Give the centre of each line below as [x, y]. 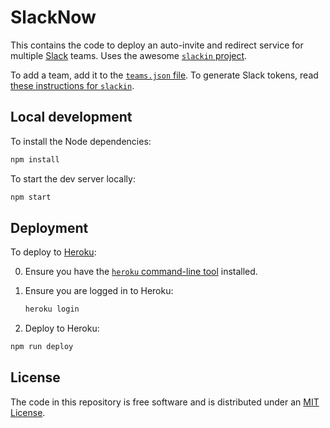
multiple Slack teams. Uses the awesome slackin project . [129, 55]
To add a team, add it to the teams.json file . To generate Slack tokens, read [164, 75]
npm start [31, 197]
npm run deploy [42, 347]
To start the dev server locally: [73, 178]
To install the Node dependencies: [81, 141]
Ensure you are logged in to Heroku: [99, 291]
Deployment [49, 227]
